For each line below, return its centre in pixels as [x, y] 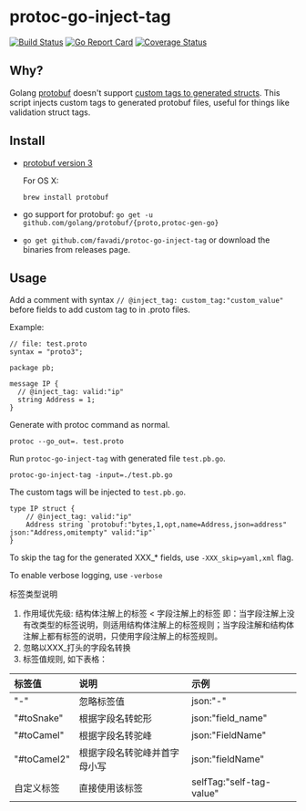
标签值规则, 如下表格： [65, 660]
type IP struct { [42, 509]
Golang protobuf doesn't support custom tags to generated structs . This [145, 92]
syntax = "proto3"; [46, 352]
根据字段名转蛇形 [115, 719]
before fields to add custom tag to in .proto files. [100, 310]
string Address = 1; [56, 400]
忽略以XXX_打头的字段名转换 [76, 648]
